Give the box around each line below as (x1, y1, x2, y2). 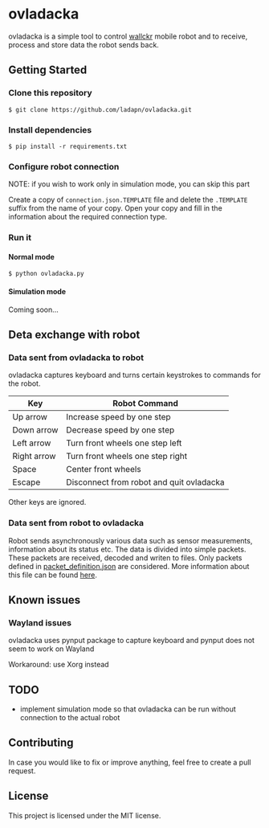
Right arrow (12, 451, 56, 462)
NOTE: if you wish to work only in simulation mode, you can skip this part (8, 179, 251, 189)
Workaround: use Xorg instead (8, 660, 110, 670)
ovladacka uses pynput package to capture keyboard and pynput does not (8, 636, 255, 646)
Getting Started (8, 64, 88, 77)
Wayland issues (8, 617, 72, 628)
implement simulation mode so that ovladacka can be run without (19, 704, 237, 714)
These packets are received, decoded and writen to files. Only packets (8, 552, 243, 563)
